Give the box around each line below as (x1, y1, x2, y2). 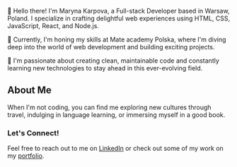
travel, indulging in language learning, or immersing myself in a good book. (7, 110, 226, 119)
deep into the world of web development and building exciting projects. (7, 43, 215, 51)
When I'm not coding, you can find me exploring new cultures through (7, 103, 212, 111)
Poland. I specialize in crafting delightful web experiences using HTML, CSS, (7, 14, 231, 23)
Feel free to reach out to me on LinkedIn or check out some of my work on (7, 144, 224, 153)
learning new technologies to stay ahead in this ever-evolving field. (7, 64, 203, 72)
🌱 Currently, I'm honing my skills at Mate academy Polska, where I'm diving (7, 35, 226, 44)
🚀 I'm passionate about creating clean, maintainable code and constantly (7, 56, 219, 65)
